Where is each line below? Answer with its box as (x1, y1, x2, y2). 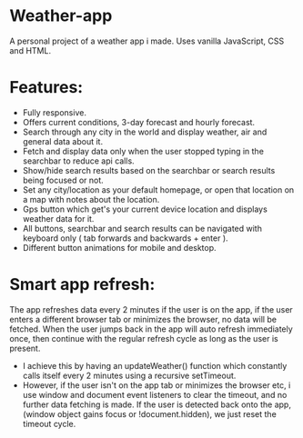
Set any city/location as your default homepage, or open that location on (22, 184, 295, 195)
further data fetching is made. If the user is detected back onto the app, (22, 399, 291, 410)
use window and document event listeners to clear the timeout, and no (22, 389, 288, 400)
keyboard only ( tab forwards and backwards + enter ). (22, 233, 229, 244)
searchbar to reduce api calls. (22, 155, 135, 166)
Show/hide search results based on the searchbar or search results (22, 164, 276, 175)
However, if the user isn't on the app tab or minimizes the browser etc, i (22, 379, 291, 391)
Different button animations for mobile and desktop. (22, 242, 217, 253)
